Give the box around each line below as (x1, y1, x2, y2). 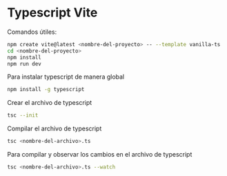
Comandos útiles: (7, 28, 57, 36)
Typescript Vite (7, 5, 98, 21)
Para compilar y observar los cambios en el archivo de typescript (7, 150, 193, 159)
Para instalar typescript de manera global (7, 72, 125, 81)
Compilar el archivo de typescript (7, 124, 102, 133)
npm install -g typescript (7, 86, 85, 93)
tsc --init (7, 112, 39, 119)
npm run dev (7, 60, 41, 67)
